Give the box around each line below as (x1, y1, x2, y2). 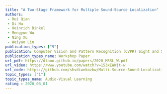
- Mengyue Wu (7, 30, 35, 35)
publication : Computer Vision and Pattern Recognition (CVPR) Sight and (5, 49, 159, 54)
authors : (5, 12, 23, 17)
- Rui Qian (7, 16, 30, 21)
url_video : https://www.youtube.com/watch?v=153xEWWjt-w (5, 63, 126, 68)
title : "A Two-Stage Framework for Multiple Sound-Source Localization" (5, 7, 159, 12)
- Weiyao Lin (7, 40, 35, 45)
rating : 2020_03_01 (5, 81, 48, 86)
